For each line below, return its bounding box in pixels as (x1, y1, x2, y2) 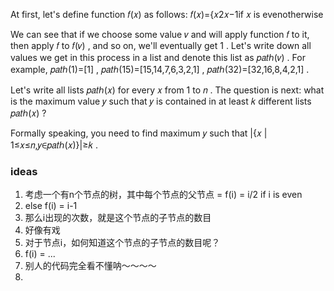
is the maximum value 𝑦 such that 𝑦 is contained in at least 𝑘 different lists (10, 95, 312, 107)
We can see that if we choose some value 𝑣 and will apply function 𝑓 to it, (10, 29, 310, 40)
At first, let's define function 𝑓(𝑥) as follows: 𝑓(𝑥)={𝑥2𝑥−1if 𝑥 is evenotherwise (10, 9, 324, 20)
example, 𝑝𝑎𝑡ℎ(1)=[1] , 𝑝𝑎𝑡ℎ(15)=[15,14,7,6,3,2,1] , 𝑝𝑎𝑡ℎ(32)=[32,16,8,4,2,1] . (10, 64, 310, 75)
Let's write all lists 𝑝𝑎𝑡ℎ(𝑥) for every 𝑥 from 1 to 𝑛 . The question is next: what (10, 84, 325, 96)
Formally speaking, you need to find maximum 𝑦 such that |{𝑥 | (10, 127, 268, 139)
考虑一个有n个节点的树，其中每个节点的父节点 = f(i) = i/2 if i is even (24, 189, 303, 201)
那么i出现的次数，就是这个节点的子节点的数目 (24, 212, 212, 224)
